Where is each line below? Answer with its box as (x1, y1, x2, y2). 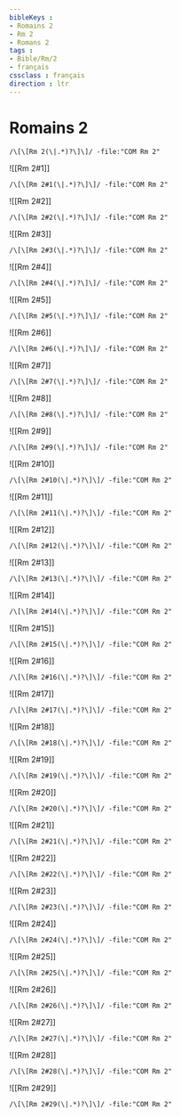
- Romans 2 (9, 37, 50, 47)
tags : (9, 46, 34, 55)
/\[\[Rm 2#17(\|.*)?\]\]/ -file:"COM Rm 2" (9, 705, 173, 714)
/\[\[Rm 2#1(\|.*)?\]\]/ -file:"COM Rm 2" (9, 180, 168, 189)
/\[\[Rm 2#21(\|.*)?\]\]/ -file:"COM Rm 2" (9, 836, 173, 846)
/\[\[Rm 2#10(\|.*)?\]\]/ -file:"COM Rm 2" (9, 476, 173, 485)
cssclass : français (9, 71, 86, 80)
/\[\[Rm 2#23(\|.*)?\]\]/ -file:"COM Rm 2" (9, 902, 173, 911)
